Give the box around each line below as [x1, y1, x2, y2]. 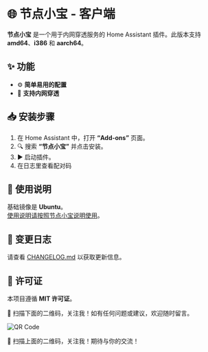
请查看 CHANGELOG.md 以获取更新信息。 [7, 253, 126, 261]
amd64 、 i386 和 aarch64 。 [7, 38, 88, 47]
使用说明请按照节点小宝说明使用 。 [7, 211, 104, 220]
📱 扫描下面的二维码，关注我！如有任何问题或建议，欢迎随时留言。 [7, 309, 194, 317]
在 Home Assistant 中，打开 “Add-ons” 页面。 [16, 133, 149, 141]
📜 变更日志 [7, 233, 51, 245]
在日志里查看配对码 [16, 161, 72, 169]
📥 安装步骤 [7, 111, 55, 123]
